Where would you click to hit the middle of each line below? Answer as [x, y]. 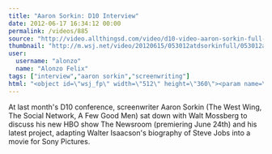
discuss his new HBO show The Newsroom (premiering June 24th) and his [133, 124]
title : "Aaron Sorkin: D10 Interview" [74, 16]
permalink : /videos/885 [49, 31]
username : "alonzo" [49, 62]
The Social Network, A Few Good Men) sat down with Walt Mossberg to [128, 115]
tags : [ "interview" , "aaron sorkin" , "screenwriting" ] [99, 76]
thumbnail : [27, 46]
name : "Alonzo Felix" [52, 69]
